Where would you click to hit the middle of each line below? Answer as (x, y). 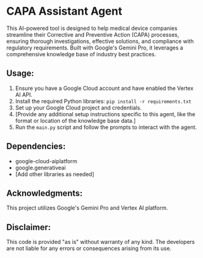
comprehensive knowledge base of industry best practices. (81, 54)
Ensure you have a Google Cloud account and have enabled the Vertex (104, 88)
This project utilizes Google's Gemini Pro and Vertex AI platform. (87, 208)
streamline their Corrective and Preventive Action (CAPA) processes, (93, 34)
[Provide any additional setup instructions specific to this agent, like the (105, 114)
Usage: (20, 74)
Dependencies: (36, 146)
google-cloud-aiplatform (46, 161)
